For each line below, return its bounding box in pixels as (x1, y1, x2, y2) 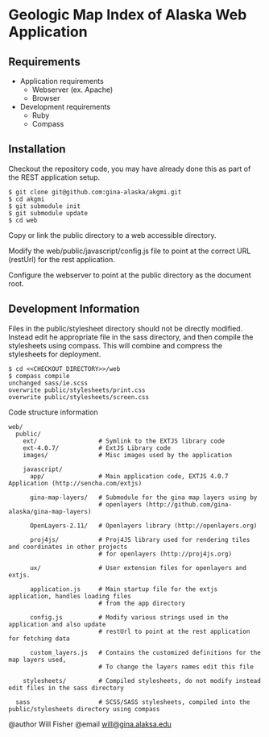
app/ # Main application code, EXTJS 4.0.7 (29, 472, 229, 481)
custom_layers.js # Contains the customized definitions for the (29, 648, 262, 656)
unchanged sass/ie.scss (8, 379, 89, 387)
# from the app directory (97, 599, 185, 607)
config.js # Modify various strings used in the (29, 613, 229, 622)
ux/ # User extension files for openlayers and (29, 564, 247, 572)
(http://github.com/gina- (145, 500, 232, 509)
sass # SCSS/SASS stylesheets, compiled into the (15, 697, 250, 706)
